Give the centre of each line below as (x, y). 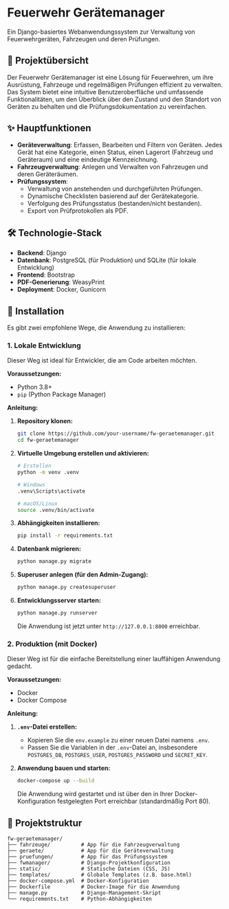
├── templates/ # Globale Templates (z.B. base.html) (100, 875)
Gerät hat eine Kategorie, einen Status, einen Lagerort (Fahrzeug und (115, 152)
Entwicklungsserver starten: (59, 601)
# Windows (31, 484)
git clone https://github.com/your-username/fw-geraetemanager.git (116, 434)
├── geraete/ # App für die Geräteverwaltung (90, 851)
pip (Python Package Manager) (62, 394)
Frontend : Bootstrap (46, 275)
